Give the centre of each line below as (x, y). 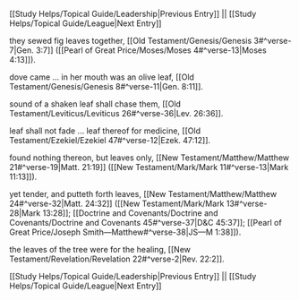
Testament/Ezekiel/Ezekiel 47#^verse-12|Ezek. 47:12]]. (110, 140)
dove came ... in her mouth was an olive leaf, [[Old (102, 77)
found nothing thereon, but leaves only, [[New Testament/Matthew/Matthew (149, 158)
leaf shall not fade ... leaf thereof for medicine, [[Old (105, 131)
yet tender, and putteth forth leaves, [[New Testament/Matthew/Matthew (143, 194)
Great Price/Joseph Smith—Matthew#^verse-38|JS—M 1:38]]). (125, 232)
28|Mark (25, 213)
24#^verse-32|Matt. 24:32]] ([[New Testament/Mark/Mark (117, 203)
